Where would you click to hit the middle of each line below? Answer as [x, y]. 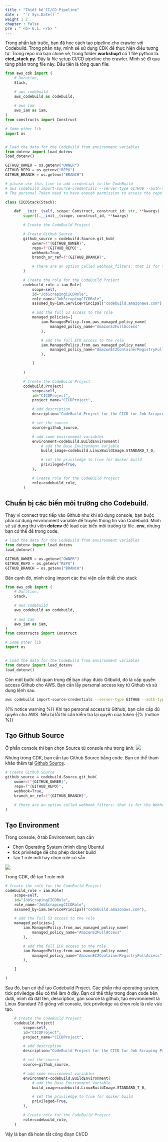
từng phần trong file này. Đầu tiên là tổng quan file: [57, 64]
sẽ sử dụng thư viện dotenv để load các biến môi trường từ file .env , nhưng [83, 526]
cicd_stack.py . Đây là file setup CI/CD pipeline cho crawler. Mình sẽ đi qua [82, 59]
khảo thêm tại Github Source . [35, 763]
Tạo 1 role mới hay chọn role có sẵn [49, 858]
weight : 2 [16, 19]
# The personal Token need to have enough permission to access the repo [84, 193]
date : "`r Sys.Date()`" [32, 15]
